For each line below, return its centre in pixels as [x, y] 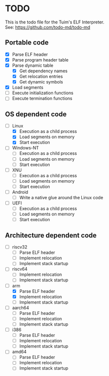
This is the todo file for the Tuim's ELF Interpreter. [55, 22]
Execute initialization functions [43, 93]
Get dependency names [43, 71]
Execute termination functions [42, 99]
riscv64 [20, 269]
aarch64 [20, 308]
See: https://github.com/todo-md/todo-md [48, 27]
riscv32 [20, 247]
